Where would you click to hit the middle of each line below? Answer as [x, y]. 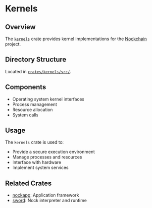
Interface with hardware [37, 162]
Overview [21, 27]
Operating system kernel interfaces [48, 99]
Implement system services [40, 168]
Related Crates [28, 183]
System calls [25, 115]
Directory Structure [36, 60]
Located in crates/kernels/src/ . [38, 71]
